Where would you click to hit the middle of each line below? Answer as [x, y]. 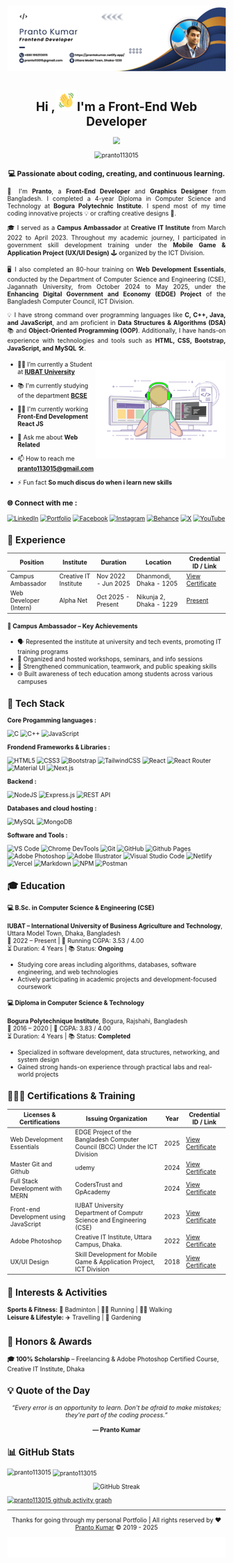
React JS [30, 424]
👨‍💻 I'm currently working [53, 409]
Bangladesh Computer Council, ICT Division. [71, 301]
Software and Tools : [37, 835]
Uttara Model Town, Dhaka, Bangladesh [64, 933]
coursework [34, 986]
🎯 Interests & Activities [57, 1293]
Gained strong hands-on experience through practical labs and [107, 1067]
